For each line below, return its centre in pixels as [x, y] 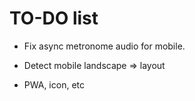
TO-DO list [54, 18]
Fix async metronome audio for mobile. [104, 46]
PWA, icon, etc [54, 84]
